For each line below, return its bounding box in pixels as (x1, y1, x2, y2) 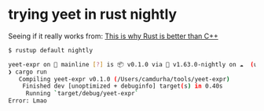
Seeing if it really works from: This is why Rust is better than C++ (8, 31, 218, 41)
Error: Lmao (8, 97, 47, 105)
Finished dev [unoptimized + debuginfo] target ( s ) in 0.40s (22, 82, 223, 91)
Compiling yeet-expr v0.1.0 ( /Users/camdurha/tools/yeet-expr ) (18, 75, 230, 83)
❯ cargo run (8, 68, 47, 76)
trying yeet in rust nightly (8, 5, 178, 23)
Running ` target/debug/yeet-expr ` (25, 90, 139, 98)
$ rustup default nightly (8, 46, 93, 54)
